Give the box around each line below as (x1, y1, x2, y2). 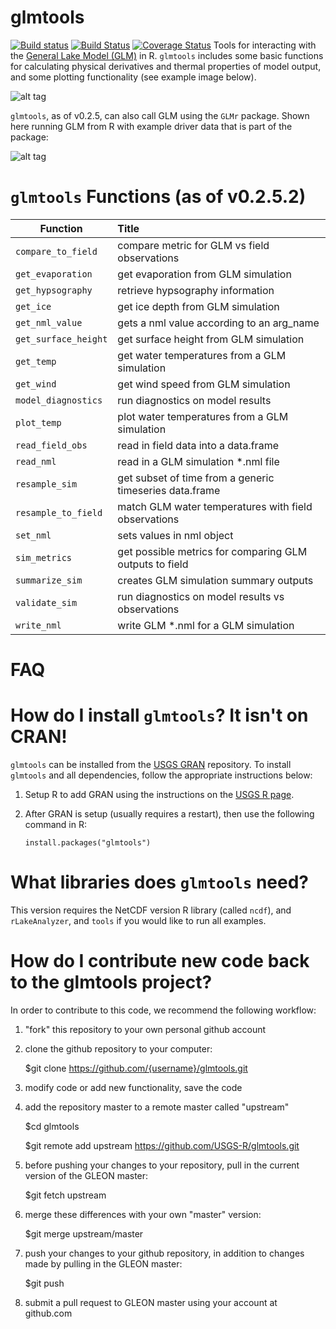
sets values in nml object (117, 528, 234, 542)
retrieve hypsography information (117, 283, 275, 297)
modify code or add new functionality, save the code (24, 1081, 243, 1093)
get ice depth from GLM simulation (117, 299, 280, 313)
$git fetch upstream (24, 1189, 107, 1201)
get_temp (15, 356, 57, 367)
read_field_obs (15, 439, 88, 451)
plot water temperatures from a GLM (117, 409, 289, 423)
